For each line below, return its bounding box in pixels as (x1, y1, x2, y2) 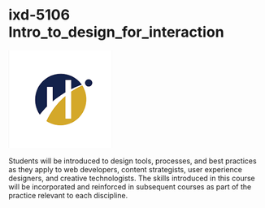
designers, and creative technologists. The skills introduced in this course (8, 173, 256, 183)
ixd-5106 (8, 6, 71, 24)
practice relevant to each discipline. (8, 190, 128, 200)
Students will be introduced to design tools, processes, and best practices (8, 156, 258, 166)
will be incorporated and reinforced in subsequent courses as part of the (8, 181, 252, 192)
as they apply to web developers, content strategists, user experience (8, 164, 242, 174)
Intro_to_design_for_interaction (8, 23, 225, 41)
